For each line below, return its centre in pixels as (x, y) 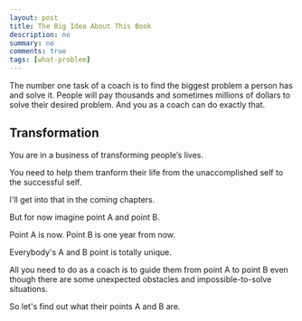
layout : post (34, 18)
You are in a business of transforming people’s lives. (106, 155)
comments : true (38, 52)
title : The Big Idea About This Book (80, 26)
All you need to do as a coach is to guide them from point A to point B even (149, 269)
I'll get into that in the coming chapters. (82, 199)
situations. (28, 288)
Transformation (54, 133)
